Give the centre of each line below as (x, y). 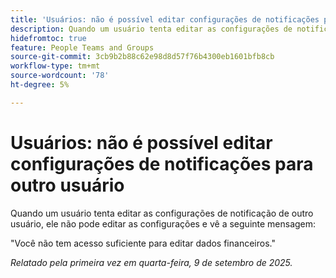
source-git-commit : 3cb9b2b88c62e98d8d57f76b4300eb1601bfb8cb (142, 57)
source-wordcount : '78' (60, 76)
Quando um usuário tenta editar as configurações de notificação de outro (162, 213)
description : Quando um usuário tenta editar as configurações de (151, 29)
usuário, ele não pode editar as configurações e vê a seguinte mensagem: (163, 223)
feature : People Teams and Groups (82, 47)
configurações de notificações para (162, 163)
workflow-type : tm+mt (55, 66)
